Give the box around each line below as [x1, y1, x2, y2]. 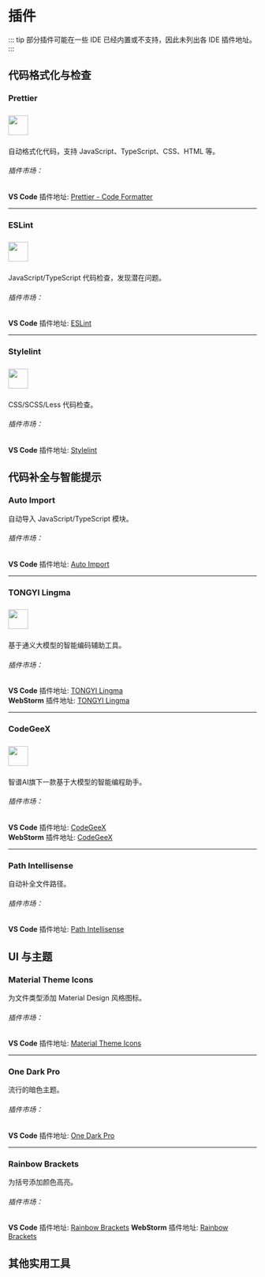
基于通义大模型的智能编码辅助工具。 [8, 641, 126, 650]
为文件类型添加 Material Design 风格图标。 [8, 993, 146, 1002]
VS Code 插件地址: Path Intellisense [8, 925, 125, 934]
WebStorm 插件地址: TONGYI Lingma [8, 696, 130, 706]
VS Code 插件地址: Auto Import [8, 559, 110, 569]
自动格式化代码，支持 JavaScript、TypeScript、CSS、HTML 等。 [8, 146, 220, 156]
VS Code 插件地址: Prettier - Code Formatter [8, 191, 153, 202]
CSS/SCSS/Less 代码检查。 [8, 400, 98, 409]
